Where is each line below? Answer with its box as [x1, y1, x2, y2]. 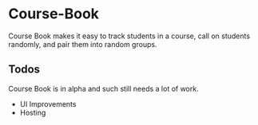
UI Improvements [19, 99, 77, 108]
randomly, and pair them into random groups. [8, 39, 157, 49]
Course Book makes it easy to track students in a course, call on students [8, 31, 250, 41]
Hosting [19, 107, 46, 117]
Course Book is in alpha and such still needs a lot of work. [8, 84, 199, 93]
